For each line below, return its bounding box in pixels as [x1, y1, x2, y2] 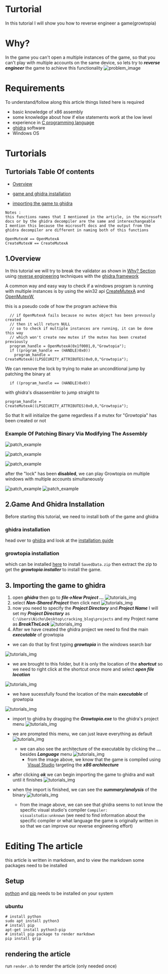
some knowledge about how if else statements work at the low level [12, 114, 152, 120]
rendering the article [5, 949, 71, 958]
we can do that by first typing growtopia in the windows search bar [12, 641, 152, 647]
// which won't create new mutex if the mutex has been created [9, 335, 146, 340]
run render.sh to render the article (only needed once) [5, 963, 117, 969]
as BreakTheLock [12, 621, 50, 627]
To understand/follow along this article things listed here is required [5, 99, 144, 105]
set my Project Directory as [12, 610, 70, 616]
